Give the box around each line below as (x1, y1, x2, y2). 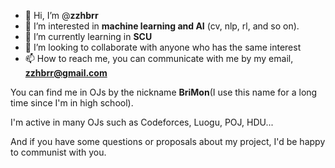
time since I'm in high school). (10, 97, 134, 109)
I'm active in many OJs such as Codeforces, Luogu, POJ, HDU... (10, 116, 274, 128)
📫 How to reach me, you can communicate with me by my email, (24, 53, 294, 64)
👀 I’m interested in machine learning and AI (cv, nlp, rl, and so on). (24, 20, 300, 32)
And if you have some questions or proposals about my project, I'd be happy (10, 136, 326, 147)
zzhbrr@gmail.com (24, 67, 108, 79)
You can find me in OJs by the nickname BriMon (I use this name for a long (10, 86, 318, 98)
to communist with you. (10, 146, 107, 158)
